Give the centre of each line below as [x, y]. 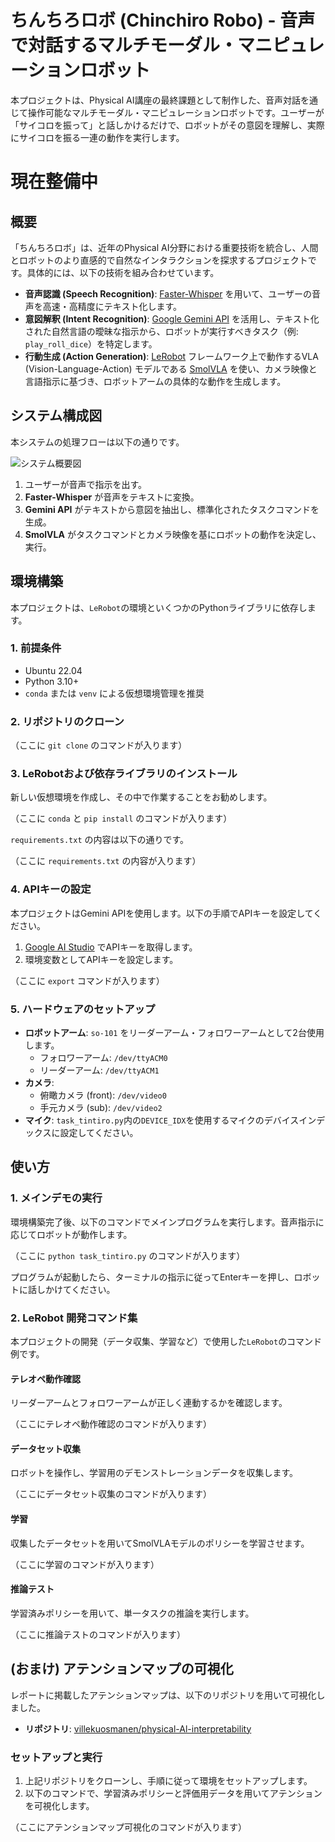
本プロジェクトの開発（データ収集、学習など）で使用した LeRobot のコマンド [166, 1342]
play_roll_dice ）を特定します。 [91, 343]
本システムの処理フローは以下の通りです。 [97, 442]
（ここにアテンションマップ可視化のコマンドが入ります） [128, 1827]
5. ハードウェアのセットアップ [83, 1009]
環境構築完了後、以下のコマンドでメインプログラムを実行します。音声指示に [167, 1222]
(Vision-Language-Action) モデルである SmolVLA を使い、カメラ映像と [171, 368]
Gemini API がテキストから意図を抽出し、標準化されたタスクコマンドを [172, 509]
